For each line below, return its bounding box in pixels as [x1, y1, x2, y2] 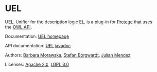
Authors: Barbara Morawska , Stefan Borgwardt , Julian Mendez [5, 52, 131, 58]
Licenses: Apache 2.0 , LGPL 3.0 [5, 61, 69, 67]
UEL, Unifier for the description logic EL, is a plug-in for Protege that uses [5, 19, 153, 25]
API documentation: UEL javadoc [5, 43, 71, 48]
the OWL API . [5, 24, 32, 29]
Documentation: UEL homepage [5, 33, 69, 39]
